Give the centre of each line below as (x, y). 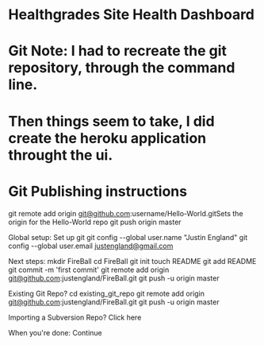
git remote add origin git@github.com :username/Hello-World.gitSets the (126, 213)
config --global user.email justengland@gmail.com (91, 246)
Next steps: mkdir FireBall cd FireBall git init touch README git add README (132, 261)
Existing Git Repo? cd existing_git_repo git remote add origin (106, 293)
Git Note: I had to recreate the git (118, 51)
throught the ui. (61, 155)
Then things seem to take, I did (112, 121)
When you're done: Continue (55, 332)
